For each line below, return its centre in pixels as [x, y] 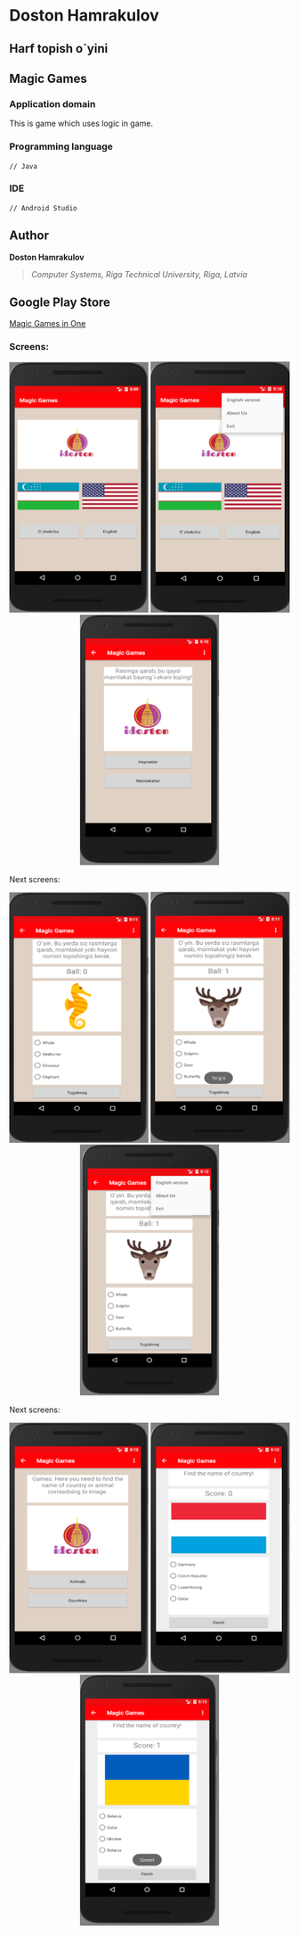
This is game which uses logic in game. [81, 124]
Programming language [61, 146]
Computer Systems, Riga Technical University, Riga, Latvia [139, 274]
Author [29, 236]
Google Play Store [60, 303]
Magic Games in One [48, 324]
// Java [24, 166]
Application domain [53, 103]
